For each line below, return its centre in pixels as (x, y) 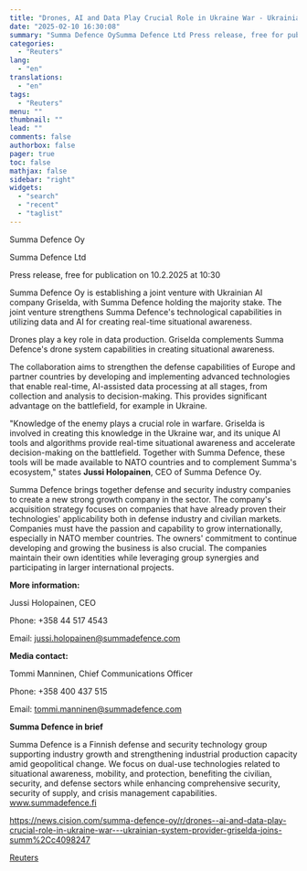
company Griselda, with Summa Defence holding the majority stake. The (146, 302)
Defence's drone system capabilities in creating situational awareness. (143, 349)
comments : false (40, 137)
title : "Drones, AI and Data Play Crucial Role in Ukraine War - (136, 18)
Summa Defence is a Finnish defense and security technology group (138, 744)
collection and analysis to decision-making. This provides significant (138, 396)
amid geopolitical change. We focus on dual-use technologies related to (145, 763)
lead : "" (26, 129)
